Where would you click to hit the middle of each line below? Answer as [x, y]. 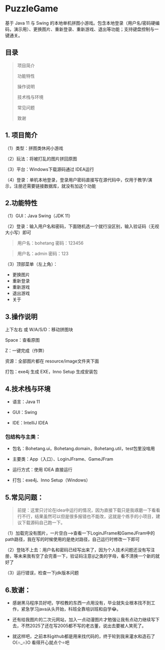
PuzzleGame [32, 9]
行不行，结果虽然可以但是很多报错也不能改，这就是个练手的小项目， [86, 517]
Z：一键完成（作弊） [26, 351]
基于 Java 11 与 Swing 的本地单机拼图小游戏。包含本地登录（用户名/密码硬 [80, 23]
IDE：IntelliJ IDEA [30, 423]
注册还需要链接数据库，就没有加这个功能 [55, 186]
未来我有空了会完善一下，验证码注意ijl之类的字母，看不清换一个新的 [87, 556]
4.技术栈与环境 [28, 389]
